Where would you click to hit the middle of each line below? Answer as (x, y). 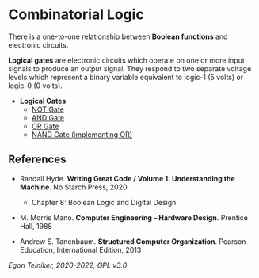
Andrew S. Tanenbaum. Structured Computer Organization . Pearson (133, 241)
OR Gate (45, 126)
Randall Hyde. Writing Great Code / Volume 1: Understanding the (127, 178)
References (37, 160)
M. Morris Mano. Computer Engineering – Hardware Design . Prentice (133, 217)
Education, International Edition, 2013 (80, 249)
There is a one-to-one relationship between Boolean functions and (118, 36)
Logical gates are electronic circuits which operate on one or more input (127, 60)
